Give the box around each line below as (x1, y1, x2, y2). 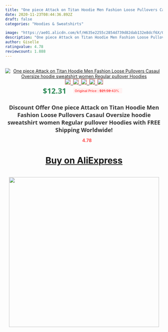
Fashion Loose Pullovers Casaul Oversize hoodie (17, 110, 151, 119)
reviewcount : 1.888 (5, 48, 46, 54)
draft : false (5, 16, 32, 21)
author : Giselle (5, 39, 39, 45)
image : (5, 30, 19, 35)
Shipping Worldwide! (55, 125, 113, 134)
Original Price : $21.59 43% (74, 88, 120, 93)
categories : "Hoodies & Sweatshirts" (5, 21, 84, 26)
